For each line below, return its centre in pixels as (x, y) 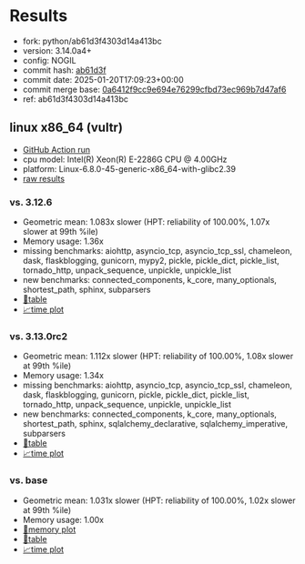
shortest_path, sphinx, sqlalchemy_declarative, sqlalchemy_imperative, (155, 424)
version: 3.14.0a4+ (57, 50)
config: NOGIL (49, 60)
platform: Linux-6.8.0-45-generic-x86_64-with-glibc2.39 (129, 168)
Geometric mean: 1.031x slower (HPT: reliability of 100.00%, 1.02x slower (159, 500)
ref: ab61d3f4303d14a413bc (76, 99)
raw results (44, 178)
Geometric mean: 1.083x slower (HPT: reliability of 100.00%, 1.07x (146, 222)
